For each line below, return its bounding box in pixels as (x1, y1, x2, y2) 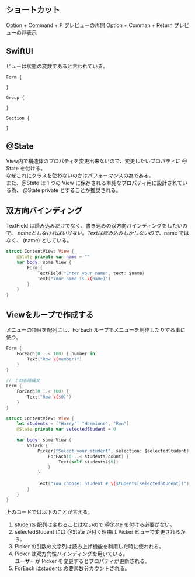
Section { (6, 115, 30, 121)
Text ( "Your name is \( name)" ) (37, 276, 111, 281)
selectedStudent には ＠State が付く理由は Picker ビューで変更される (14, 528, 181, 535)
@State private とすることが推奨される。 (22, 187, 121, 194)
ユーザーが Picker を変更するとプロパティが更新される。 (14, 557, 150, 564)
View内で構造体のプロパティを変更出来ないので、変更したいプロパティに (6, 157, 181, 164)
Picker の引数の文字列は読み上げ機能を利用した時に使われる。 (14, 542, 165, 549)
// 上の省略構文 (6, 377, 40, 384)
